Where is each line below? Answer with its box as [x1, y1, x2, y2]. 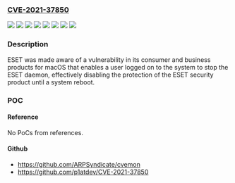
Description [7, 39, 49, 49]
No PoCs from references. [7, 128, 83, 137]
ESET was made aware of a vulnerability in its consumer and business [7, 55, 211, 64]
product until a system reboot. [7, 77, 95, 86]
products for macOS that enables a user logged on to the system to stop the [7, 63, 229, 71]
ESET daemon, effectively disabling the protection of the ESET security [7, 70, 214, 79]
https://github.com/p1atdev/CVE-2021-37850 [17, 168, 149, 176]
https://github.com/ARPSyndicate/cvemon [17, 160, 141, 168]
